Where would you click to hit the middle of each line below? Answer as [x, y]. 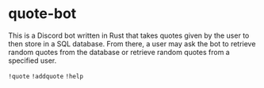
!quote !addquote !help [46, 76]
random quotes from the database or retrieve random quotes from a [119, 52]
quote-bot [42, 14]
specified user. [33, 60]
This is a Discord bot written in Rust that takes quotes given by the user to [129, 35]
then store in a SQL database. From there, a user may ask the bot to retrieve [132, 43]
